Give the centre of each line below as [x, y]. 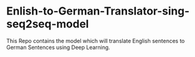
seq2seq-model [48, 24]
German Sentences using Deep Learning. [58, 47]
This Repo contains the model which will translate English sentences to [96, 41]
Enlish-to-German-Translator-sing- [98, 11]
